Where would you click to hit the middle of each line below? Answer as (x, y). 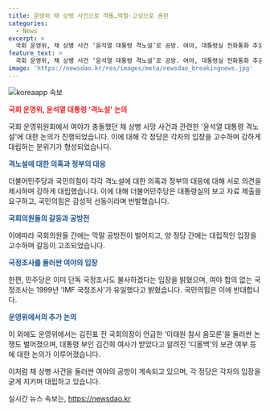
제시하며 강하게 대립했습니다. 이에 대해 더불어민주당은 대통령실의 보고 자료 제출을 (135, 191)
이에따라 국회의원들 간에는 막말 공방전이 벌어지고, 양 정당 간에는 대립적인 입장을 (133, 235)
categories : (28, 23)
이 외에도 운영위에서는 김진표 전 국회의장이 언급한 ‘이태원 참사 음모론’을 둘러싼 (130, 334)
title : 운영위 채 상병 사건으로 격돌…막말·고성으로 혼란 (89, 16)
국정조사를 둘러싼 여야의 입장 (53, 262)
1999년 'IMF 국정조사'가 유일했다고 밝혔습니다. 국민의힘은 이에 (134, 289)
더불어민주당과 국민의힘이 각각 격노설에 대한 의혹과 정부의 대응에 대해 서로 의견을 (135, 181)
